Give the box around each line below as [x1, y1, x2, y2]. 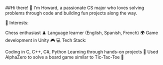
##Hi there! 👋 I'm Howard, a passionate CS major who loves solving [5, 5, 144, 10]
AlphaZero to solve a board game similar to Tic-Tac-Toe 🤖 [5, 54, 124, 60]
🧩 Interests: [5, 20, 29, 25]
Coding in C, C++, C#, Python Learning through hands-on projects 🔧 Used [5, 49, 158, 54]
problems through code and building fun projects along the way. [5, 10, 137, 16]
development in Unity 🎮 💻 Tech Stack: [5, 37, 86, 43]
